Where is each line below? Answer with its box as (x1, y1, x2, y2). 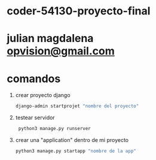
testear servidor (15, 114, 56, 121)
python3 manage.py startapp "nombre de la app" (15, 148, 136, 154)
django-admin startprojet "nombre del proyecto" (15, 103, 139, 109)
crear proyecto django (15, 92, 71, 99)
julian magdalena (7, 32, 94, 46)
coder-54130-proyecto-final (7, 4, 151, 18)
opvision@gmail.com (7, 44, 115, 58)
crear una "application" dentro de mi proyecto (15, 137, 129, 144)
